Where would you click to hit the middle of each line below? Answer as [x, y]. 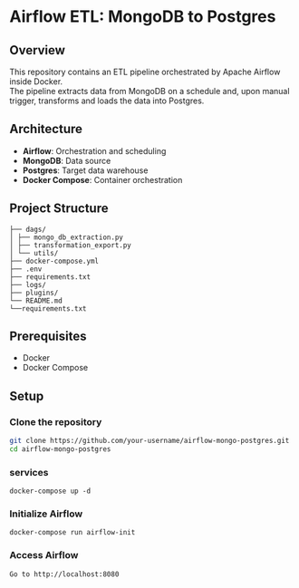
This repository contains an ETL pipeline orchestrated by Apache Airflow [145, 72]
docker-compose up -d [50, 491]
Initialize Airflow [46, 514]
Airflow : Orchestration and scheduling [94, 150]
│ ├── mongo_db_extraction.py [67, 237]
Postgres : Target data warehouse [85, 170]
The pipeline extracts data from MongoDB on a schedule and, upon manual [149, 91]
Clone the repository [56, 421]
